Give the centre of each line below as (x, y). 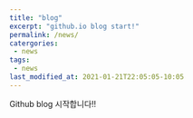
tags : (19, 60)
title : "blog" (36, 18)
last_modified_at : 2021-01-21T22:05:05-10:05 (96, 77)
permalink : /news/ (44, 34)
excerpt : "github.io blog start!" (75, 26)
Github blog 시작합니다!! (53, 103)
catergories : (34, 43)
